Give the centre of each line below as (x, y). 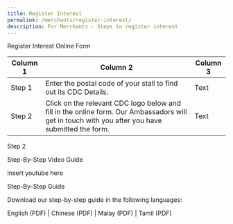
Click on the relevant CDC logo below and (113, 103)
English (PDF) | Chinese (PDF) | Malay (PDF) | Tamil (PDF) (89, 213)
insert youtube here (35, 173)
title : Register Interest (44, 13)
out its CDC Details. (77, 92)
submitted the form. (77, 129)
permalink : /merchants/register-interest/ (69, 20)
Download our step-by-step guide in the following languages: (95, 200)
